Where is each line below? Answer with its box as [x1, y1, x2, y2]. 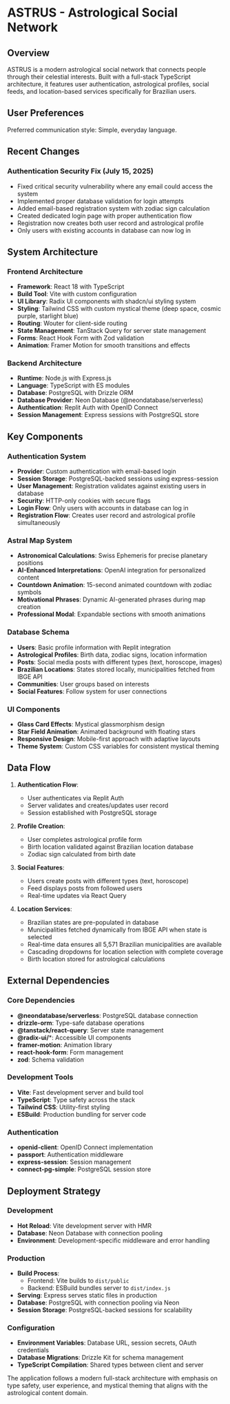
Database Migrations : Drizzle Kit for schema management [17, 1354, 184, 1362]
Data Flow [7, 762, 51, 774]
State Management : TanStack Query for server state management [17, 327, 207, 335]
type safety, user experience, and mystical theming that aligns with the [7, 1381, 208, 1389]
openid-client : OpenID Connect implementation [17, 1143, 154, 1151]
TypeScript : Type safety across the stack [17, 1095, 136, 1104]
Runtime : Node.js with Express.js [17, 374, 112, 383]
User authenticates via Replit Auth [27, 794, 124, 802]
